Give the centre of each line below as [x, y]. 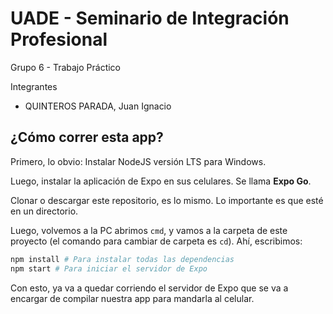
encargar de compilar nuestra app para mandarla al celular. [132, 298]
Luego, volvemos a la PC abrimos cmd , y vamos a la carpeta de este [149, 230]
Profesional [59, 39]
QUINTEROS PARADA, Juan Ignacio [98, 106]
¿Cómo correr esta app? [87, 137]
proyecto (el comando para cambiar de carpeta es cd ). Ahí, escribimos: [156, 241]
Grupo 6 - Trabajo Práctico [65, 67]
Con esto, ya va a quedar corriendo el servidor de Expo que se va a [149, 288]
